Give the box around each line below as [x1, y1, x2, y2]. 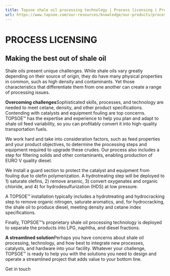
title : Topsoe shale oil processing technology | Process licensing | [5, 7, 157, 13]
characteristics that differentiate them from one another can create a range [5, 84, 162, 90]
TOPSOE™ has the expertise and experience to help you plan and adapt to [5, 115, 159, 121]
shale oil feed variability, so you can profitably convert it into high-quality [5, 120, 157, 127]
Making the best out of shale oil [5, 54, 106, 63]
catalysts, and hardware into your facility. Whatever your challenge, [5, 245, 146, 251]
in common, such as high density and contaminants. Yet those [5, 78, 135, 84]
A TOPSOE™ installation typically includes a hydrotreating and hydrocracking [5, 193, 165, 199]
